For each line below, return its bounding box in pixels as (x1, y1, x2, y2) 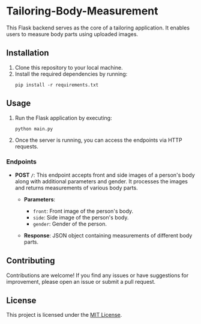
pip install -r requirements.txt (14, 82, 99, 88)
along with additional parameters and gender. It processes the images (14, 177, 188, 185)
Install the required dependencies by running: (14, 70, 128, 78)
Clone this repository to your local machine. (14, 64, 123, 71)
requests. (14, 142, 39, 150)
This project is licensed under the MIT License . (6, 311, 122, 319)
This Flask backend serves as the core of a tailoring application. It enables (6, 24, 190, 31)
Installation (6, 48, 49, 58)
